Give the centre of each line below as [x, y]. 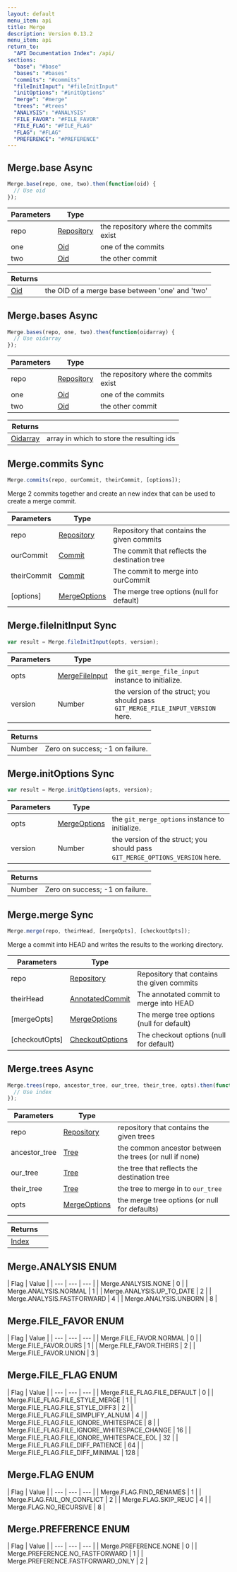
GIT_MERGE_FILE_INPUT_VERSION [165, 708]
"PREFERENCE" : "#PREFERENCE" [56, 139]
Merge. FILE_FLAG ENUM [62, 1375]
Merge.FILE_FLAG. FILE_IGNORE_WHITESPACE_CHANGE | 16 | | [99, 1430]
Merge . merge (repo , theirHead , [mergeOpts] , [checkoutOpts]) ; [99, 931]
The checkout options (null [182, 1035]
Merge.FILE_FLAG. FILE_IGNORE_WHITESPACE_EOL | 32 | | [93, 1437]
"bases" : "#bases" [41, 73]
